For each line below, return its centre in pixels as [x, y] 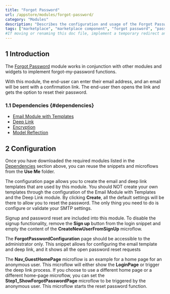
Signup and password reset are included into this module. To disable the [80, 218]
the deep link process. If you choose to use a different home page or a [79, 270]
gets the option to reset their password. [46, 92]
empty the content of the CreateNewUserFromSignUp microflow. [74, 229]
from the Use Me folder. [30, 171]
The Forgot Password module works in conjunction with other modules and [83, 66]
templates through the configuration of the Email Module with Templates [80, 192]
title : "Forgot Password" [32, 10]
